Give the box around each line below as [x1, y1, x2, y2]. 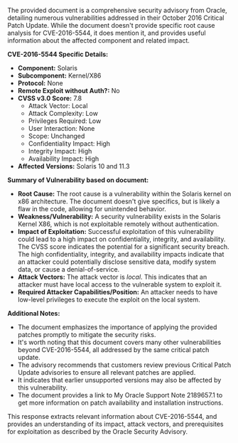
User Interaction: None [28, 124, 95, 132]
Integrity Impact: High [28, 147, 92, 155]
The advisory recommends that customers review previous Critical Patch [17, 361, 232, 369]
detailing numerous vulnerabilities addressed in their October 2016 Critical [7, 14, 225, 22]
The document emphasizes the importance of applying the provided [17, 323, 217, 331]
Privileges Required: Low [28, 117, 102, 125]
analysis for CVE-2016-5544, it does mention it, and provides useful [7, 28, 206, 37]
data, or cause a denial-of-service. [17, 265, 120, 273]
